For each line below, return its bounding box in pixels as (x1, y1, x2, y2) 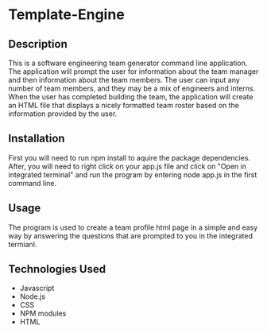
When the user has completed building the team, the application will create (8, 92, 253, 101)
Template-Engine (8, 6, 125, 24)
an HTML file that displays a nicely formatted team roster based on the (8, 101, 240, 110)
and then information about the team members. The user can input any (8, 76, 240, 84)
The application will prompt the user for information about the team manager (8, 67, 259, 76)
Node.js (19, 292, 46, 301)
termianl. (8, 239, 37, 249)
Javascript (19, 284, 55, 293)
